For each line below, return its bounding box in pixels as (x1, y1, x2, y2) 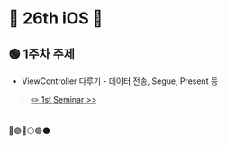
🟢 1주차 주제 (8, 46, 76, 61)
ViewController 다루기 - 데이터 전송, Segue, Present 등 (21, 76, 219, 86)
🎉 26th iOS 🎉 (8, 8, 104, 29)
